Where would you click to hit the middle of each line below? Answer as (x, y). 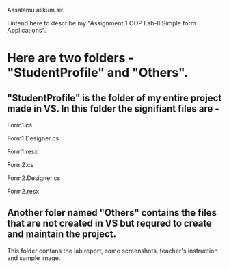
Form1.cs (20, 125)
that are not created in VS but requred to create (109, 223)
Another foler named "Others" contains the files (112, 213)
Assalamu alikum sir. (36, 10)
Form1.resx (23, 151)
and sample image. (34, 258)
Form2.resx (23, 191)
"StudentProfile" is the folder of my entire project (114, 98)
